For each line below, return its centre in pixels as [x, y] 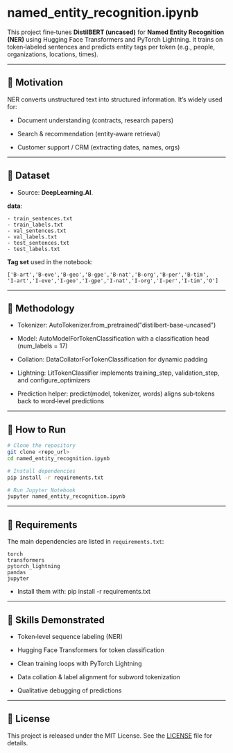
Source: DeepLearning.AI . [55, 192]
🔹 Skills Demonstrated [56, 620]
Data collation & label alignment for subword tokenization [98, 677]
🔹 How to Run [37, 429]
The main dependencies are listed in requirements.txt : [86, 542]
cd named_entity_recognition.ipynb [59, 458]
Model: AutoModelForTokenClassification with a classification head [113, 339]
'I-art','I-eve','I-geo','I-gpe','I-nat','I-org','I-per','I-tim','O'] [113, 281]
